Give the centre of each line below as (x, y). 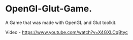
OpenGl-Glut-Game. (49, 9)
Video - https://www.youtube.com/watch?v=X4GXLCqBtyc (66, 32)
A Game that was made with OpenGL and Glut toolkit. (61, 22)
